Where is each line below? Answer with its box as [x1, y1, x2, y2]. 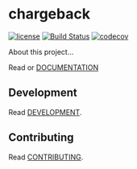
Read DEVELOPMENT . [8, 107, 82, 117]
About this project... [8, 47, 74, 56]
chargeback [8, 5, 91, 23]
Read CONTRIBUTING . [8, 152, 84, 162]
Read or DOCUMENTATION [8, 62, 99, 72]
